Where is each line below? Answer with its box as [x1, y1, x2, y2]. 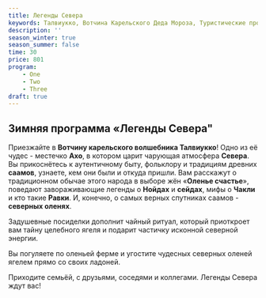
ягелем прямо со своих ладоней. [8, 258, 121, 267]
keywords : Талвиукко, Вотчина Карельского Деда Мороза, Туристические [8, 19, 246, 27]
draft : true [8, 92, 47, 100]
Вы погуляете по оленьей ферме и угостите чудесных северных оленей [8, 249, 253, 258]
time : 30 [8, 48, 37, 56]
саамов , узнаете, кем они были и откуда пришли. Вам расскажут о [8, 168, 237, 178]
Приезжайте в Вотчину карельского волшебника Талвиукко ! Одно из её [8, 143, 258, 153]
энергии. [8, 234, 38, 243]
